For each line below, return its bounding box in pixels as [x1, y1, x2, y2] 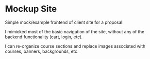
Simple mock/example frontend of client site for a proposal [5, 19, 123, 25]
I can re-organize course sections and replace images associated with [5, 43, 146, 49]
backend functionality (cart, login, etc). [5, 34, 83, 40]
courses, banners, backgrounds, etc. [5, 48, 79, 54]
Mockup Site [5, 3, 57, 15]
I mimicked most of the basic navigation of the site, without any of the [5, 29, 145, 34]
